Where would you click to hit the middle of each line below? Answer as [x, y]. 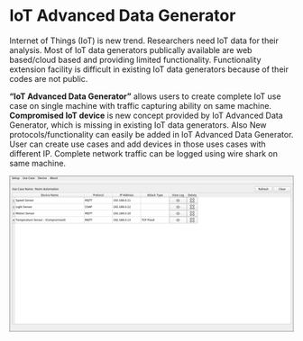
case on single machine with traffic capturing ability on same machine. [141, 105]
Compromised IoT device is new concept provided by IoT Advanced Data [147, 115]
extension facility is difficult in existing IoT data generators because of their [149, 69]
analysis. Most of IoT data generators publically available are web [131, 49]
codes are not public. [49, 78]
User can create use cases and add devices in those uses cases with [138, 144]
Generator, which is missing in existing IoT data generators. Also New [138, 125]
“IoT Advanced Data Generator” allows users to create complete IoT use [145, 96]
